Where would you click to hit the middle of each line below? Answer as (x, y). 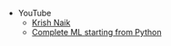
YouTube (35, 13)
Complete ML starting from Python (96, 32)
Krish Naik (51, 23)
